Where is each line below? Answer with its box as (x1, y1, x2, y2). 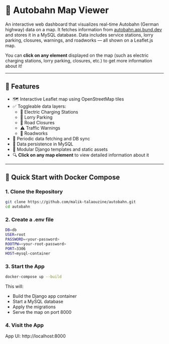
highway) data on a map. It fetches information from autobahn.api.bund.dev (5, 26, 162, 32)
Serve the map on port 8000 (12, 309, 72, 315)
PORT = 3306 (5, 246, 26, 251)
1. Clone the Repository (5, 188, 63, 195)
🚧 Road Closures (20, 119, 55, 125)
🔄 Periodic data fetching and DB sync (12, 135, 91, 141)
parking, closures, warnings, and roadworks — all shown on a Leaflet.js (5, 37, 153, 43)
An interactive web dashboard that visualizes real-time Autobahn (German (5, 21, 159, 27)
